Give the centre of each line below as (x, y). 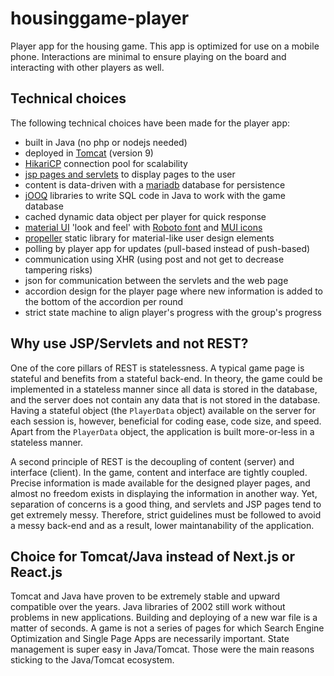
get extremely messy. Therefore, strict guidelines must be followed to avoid (166, 514)
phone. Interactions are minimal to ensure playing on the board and (148, 56)
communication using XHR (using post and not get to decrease (154, 259)
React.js (36, 572)
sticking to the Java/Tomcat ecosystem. (92, 660)
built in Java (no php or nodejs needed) (106, 142)
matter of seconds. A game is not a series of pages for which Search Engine (167, 628)
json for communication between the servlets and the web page (156, 280)
